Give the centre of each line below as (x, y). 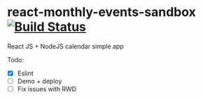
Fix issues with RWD (47, 89)
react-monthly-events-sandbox (101, 12)
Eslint (25, 73)
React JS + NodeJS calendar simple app (65, 46)
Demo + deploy (40, 81)
